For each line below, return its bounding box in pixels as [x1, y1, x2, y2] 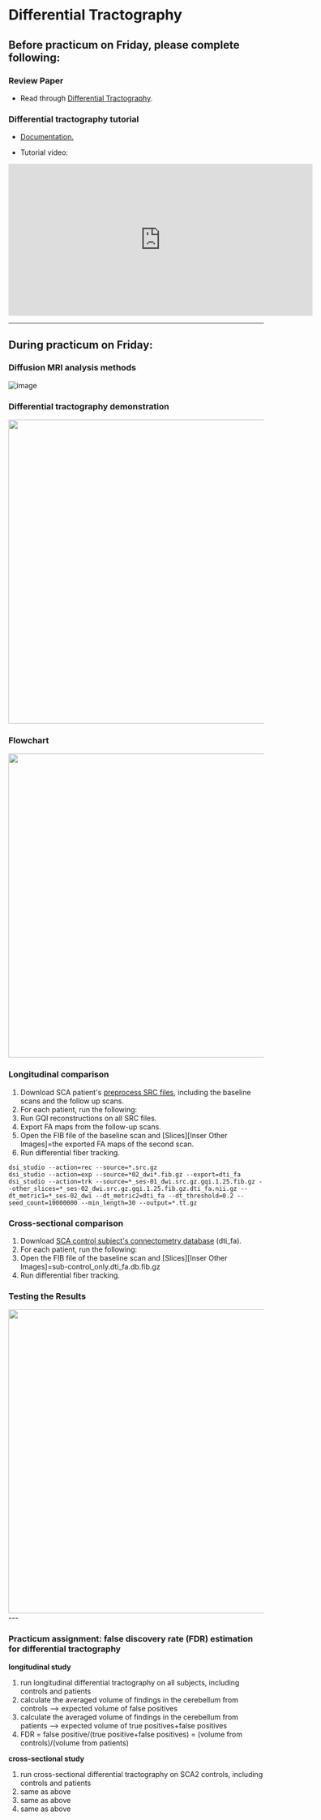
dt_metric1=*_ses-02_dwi [8, 1192, 92, 1200]
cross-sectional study [8, 1754, 85, 1763]
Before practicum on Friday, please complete [8, 38, 241, 52]
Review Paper [8, 75, 64, 86]
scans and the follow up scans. [19, 1096, 124, 1106]
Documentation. [19, 132, 75, 142]
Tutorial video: [19, 148, 69, 157]
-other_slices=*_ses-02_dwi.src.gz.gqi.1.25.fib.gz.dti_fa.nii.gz [8, 1184, 238, 1193]
